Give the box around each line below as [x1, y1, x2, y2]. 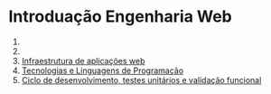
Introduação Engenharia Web [8, 6, 232, 27]
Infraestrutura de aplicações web [21, 55, 145, 66]
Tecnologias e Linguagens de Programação [21, 65, 184, 76]
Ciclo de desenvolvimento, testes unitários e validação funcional [21, 74, 262, 85]
